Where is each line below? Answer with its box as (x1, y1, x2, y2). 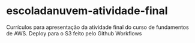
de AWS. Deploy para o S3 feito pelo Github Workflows (6, 29, 142, 37)
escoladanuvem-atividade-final (6, 4, 168, 18)
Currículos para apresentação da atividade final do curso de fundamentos (6, 24, 189, 31)
